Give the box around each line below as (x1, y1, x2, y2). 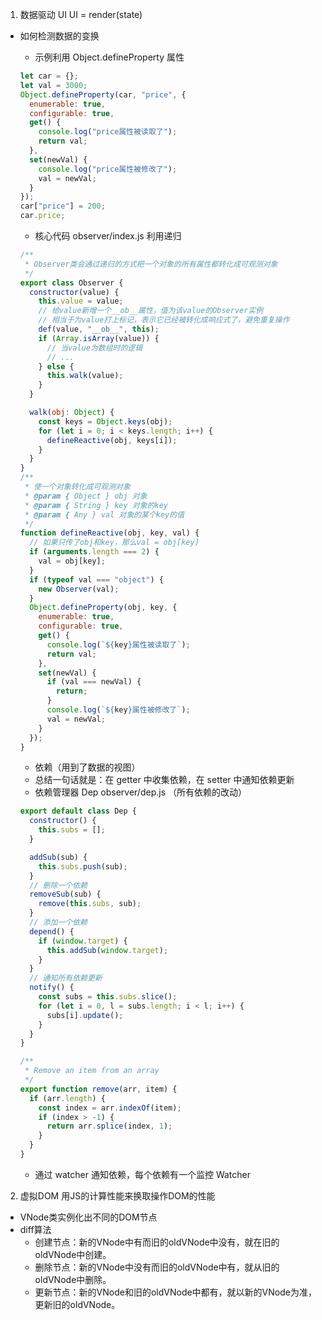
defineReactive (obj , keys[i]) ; (46, 435, 178, 445)
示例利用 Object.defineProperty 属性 (34, 51, 185, 63)
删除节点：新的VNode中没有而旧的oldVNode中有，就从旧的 (34, 1261, 280, 1273)
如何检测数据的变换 (19, 30, 100, 42)
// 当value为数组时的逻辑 (46, 343, 143, 353)
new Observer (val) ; (38, 584, 120, 594)
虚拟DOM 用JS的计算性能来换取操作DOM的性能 (19, 1189, 216, 1202)
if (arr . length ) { (29, 1093, 106, 1103)
